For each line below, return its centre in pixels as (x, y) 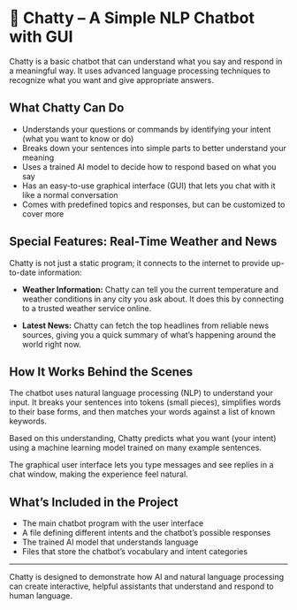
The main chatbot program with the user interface (113, 523)
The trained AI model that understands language (110, 542)
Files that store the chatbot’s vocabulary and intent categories (135, 552)
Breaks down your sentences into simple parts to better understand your (154, 148)
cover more (43, 213)
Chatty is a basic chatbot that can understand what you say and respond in (146, 61)
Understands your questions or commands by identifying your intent (146, 129)
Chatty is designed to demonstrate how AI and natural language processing (147, 577)
